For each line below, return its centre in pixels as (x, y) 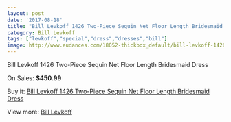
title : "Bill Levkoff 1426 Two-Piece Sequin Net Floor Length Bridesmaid (115, 26)
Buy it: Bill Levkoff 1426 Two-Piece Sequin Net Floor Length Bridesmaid (108, 91)
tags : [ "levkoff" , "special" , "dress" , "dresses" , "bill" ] (87, 39)
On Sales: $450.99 (34, 78)
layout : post (26, 13)
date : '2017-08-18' (35, 20)
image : (16, 45)
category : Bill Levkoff (41, 33)
